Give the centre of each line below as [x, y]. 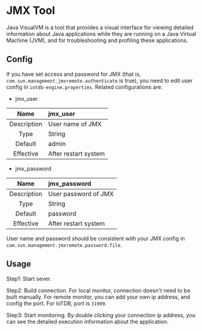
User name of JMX [75, 124]
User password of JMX [81, 194]
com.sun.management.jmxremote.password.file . [64, 245]
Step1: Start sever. [29, 278]
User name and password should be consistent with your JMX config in [96, 238]
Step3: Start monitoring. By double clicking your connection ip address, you [101, 315]
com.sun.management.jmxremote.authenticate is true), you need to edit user [99, 80]
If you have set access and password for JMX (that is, [74, 74]
